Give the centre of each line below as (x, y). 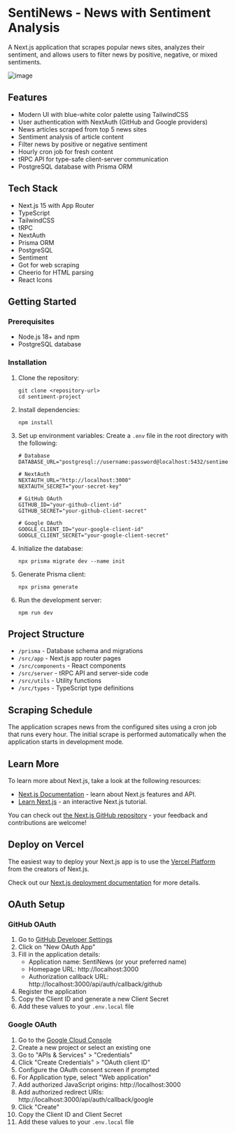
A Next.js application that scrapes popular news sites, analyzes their (106, 47)
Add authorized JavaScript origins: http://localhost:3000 (99, 1084)
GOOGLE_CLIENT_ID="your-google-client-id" (81, 529)
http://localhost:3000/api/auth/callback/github (95, 984)
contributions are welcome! (47, 822)
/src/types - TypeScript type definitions (76, 688)
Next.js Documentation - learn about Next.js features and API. (107, 794)
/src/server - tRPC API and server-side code (83, 673)
